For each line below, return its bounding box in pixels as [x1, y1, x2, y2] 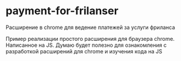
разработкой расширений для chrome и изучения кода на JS [5, 47, 163, 54]
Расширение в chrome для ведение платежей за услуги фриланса [5, 24, 176, 31]
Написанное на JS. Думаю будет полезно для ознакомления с [5, 41, 167, 49]
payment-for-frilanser [5, 4, 118, 18]
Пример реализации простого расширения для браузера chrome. [5, 35, 175, 42]
